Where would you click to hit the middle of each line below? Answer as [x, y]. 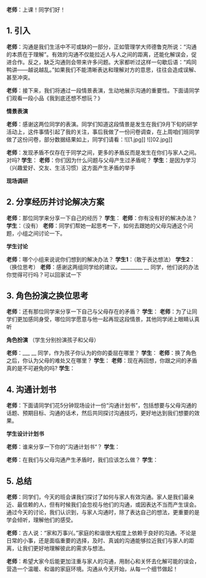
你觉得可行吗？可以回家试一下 [44, 275]
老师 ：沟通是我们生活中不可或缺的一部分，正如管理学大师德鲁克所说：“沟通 [102, 47]
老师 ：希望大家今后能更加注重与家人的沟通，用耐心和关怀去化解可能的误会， [103, 561]
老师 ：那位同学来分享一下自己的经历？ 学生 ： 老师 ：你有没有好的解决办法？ [102, 218]
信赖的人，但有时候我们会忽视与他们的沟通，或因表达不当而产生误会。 [111, 504]
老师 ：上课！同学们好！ [36, 10]
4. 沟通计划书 [31, 390]
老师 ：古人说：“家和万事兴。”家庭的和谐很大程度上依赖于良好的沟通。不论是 [101, 533]
